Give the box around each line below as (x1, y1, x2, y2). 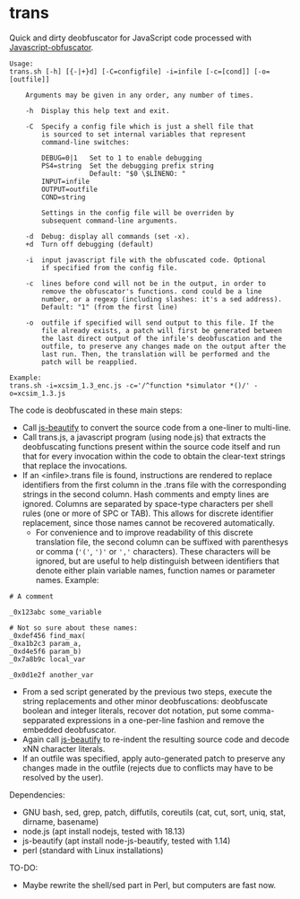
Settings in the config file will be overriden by (41, 208, 235, 217)
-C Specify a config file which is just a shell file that (25, 122, 254, 131)
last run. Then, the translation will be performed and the (41, 349, 270, 359)
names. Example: (35, 574, 99, 585)
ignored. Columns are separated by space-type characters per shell (21, 498, 273, 509)
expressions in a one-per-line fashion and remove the (66, 714, 265, 725)
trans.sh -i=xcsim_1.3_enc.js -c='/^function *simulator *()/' (9, 380, 251, 390)
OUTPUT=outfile (41, 185, 99, 194)
